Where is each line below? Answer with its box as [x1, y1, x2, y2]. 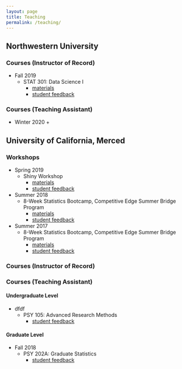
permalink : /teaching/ [6, 19, 61, 25]
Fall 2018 [14, 344, 37, 351]
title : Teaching [6, 14, 45, 20]
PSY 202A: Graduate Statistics [23, 350, 97, 357]
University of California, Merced [6, 135, 125, 145]
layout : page [6, 8, 38, 15]
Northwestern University [6, 41, 99, 51]
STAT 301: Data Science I [23, 78, 84, 86]
